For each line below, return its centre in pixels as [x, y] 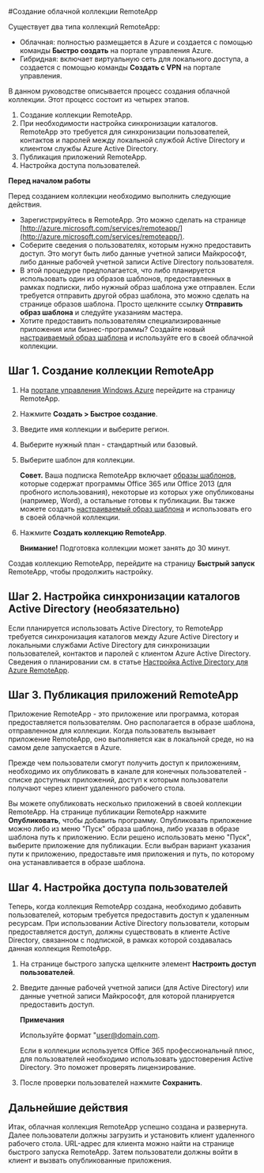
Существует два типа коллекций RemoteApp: [84, 27]
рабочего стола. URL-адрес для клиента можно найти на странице [121, 1144]
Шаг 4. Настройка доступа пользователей [118, 887]
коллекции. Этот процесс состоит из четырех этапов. [99, 99]
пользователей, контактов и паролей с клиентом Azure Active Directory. [130, 653]
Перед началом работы [49, 181]
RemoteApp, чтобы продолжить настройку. [81, 571]
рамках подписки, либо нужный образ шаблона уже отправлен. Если [137, 287]
